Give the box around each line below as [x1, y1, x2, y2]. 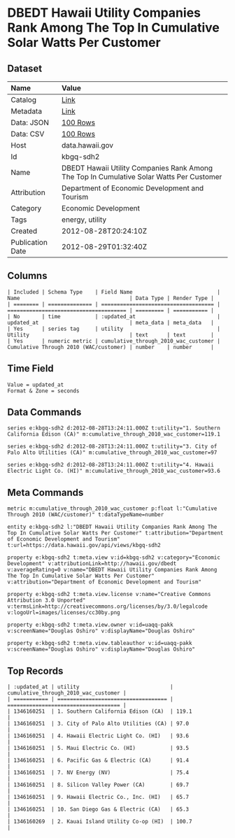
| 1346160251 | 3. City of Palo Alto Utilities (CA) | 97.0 [7, 720, 190, 727]
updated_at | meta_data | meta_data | [7, 319, 215, 326]
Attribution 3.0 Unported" [7, 597, 86, 604]
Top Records [7, 665, 64, 676]
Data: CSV [10, 129, 45, 139]
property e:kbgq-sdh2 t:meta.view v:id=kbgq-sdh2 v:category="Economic [7, 554, 220, 561]
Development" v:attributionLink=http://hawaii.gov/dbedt [7, 560, 177, 567]
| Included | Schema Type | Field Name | [7, 288, 220, 295]
